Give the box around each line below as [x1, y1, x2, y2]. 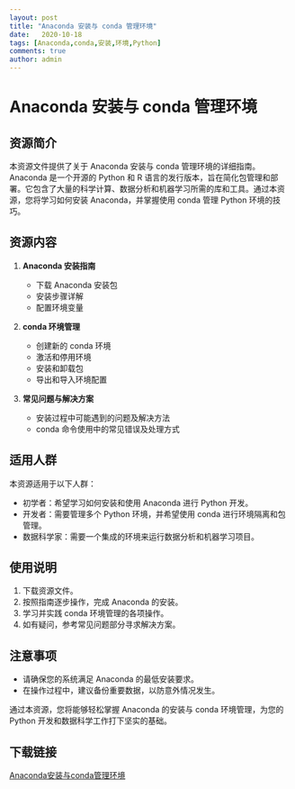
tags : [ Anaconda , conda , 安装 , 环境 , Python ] [9, 38, 162, 48]
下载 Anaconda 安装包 [35, 279, 119, 290]
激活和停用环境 [35, 351, 92, 362]
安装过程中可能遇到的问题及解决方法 [35, 412, 171, 423]
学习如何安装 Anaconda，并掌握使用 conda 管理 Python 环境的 [40, 195, 273, 205]
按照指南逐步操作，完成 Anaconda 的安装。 [22, 596, 183, 608]
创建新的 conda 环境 [35, 340, 112, 351]
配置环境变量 [35, 302, 84, 313]
